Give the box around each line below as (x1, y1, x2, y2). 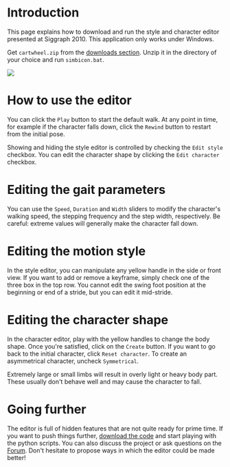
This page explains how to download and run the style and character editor (7, 28, 220, 36)
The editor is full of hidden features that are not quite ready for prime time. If (7, 424, 223, 433)
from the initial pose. (7, 129, 65, 138)
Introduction (7, 5, 80, 21)
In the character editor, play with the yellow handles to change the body (7, 335, 210, 343)
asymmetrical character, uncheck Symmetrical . (7, 356, 139, 365)
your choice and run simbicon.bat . (7, 55, 104, 63)
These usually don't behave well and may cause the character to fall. (7, 377, 202, 386)
